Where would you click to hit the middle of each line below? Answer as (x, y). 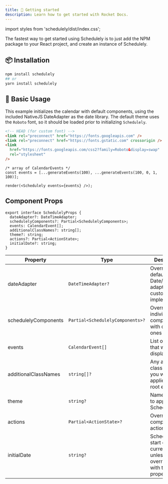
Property (35, 260)
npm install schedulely (30, 74)
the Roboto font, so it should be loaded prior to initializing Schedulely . (76, 122)
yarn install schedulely (31, 84)
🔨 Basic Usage (28, 99)
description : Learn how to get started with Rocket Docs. (67, 15)
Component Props (34, 201)
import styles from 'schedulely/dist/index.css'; (53, 29)
